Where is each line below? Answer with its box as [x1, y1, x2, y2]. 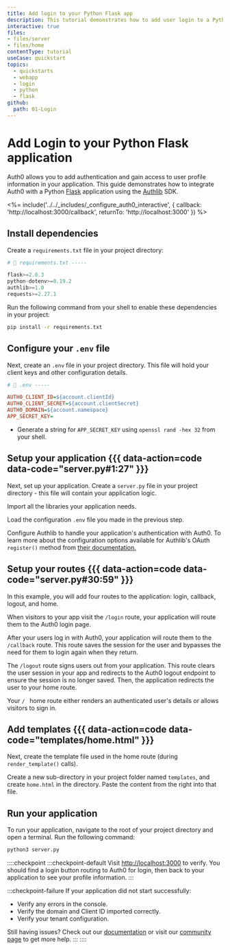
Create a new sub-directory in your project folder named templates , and [7, 773, 210, 781]
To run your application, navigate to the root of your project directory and [7, 826, 214, 834]
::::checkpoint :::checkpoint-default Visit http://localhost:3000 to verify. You [7, 859, 220, 867]
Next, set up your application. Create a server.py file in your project [7, 481, 199, 489]
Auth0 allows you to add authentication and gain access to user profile [7, 172, 207, 181]
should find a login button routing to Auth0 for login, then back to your [7, 866, 205, 874]
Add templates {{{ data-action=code [7, 723, 167, 735]
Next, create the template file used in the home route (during [7, 752, 178, 761]
